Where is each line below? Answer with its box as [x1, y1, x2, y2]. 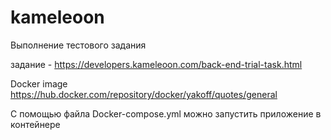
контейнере [10, 118, 61, 130]
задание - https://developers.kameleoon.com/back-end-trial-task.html [10, 58, 303, 70]
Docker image [10, 77, 68, 90]
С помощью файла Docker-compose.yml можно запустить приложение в [10, 107, 322, 120]
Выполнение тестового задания [10, 39, 147, 51]
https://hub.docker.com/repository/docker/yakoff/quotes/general [10, 88, 278, 100]
